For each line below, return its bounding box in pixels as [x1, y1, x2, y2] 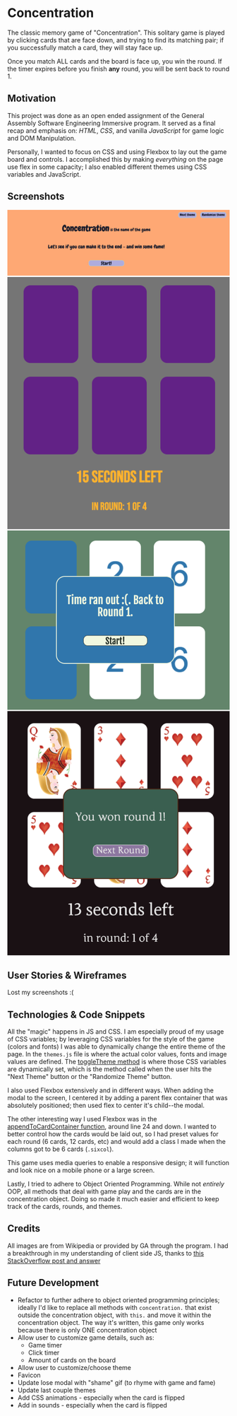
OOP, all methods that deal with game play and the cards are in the [7, 1187, 202, 1196]
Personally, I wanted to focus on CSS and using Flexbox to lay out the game [7, 147, 227, 156]
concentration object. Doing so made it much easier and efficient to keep [7, 1194, 220, 1203]
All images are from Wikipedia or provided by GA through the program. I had [7, 1241, 229, 1250]
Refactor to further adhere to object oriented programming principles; [17, 1295, 220, 1304]
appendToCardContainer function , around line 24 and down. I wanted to [7, 1122, 217, 1131]
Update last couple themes [17, 1386, 97, 1394]
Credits [7, 1222, 41, 1234]
